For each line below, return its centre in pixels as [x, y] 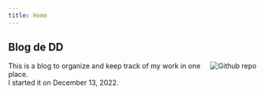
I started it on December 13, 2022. [63, 82]
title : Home [28, 15]
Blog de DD [36, 47]
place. [19, 75]
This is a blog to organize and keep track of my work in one [104, 66]
